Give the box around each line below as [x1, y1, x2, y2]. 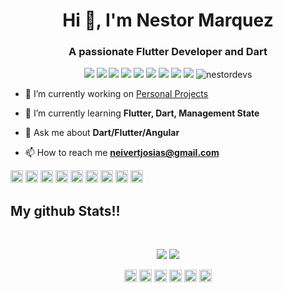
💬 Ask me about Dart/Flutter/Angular [24, 127, 180, 139]
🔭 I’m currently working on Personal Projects [24, 88, 209, 100]
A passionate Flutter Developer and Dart [68, 45, 268, 59]
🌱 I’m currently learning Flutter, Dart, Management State [24, 107, 260, 119]
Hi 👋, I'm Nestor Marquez [62, 9, 274, 32]
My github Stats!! [10, 202, 121, 219]
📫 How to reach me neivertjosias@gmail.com [24, 147, 220, 159]
